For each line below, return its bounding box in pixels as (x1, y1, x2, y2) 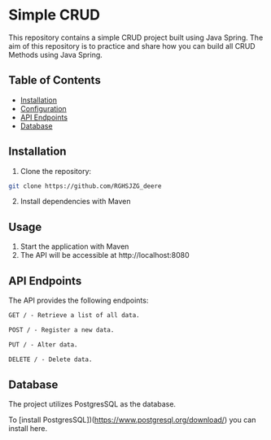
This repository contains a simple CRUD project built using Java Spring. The (8, 33, 264, 42)
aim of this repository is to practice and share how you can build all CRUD (8, 41, 256, 50)
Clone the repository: (20, 166, 92, 176)
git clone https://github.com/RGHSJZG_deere (8, 181, 162, 190)
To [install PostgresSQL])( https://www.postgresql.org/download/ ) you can (8, 415, 256, 425)
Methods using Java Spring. (8, 50, 103, 59)
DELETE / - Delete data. (8, 355, 93, 364)
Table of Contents (8, 73, 102, 87)
